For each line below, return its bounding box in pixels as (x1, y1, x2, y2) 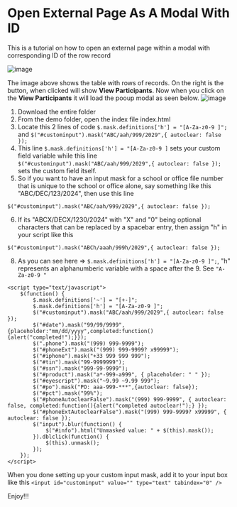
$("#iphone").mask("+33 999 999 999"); (33, 352, 151, 359)
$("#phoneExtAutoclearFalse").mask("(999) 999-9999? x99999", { (33, 408, 227, 415)
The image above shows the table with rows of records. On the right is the (7, 78, 224, 87)
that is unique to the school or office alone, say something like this (17, 181, 211, 190)
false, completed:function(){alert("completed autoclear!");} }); (7, 402, 208, 409)
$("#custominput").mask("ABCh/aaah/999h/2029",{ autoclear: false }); (7, 244, 221, 251)
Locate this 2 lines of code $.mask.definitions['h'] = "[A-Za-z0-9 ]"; (17, 122, 228, 131)
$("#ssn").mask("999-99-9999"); (33, 364, 129, 372)
